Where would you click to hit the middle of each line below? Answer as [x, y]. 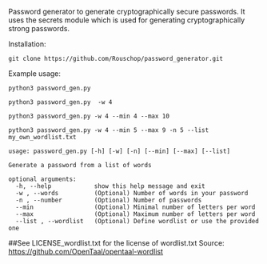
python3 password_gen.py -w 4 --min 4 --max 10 [89, 116]
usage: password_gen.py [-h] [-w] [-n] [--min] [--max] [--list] [119, 151]
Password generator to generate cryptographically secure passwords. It [127, 12]
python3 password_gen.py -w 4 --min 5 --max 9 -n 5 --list [109, 130]
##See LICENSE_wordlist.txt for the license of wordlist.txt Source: [117, 243]
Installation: [27, 44]
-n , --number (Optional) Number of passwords [109, 200]
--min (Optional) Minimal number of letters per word [135, 207]
